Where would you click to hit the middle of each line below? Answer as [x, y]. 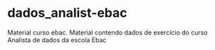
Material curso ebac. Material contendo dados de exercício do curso [107, 32]
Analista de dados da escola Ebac [57, 39]
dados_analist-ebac [67, 13]
